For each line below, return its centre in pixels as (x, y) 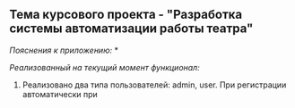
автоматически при (60, 94)
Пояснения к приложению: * (64, 50)
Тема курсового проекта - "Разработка (126, 15)
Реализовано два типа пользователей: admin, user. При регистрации (154, 85)
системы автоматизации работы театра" (131, 29)
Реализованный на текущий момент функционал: (104, 67)
